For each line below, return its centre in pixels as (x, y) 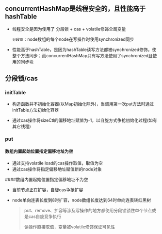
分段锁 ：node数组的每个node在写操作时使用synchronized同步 (73, 39)
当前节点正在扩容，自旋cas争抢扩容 (48, 190)
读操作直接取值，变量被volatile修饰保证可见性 (70, 227)
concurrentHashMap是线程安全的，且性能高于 (75, 9)
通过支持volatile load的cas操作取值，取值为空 (57, 163)
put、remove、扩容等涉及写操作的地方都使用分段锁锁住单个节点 (88, 210)
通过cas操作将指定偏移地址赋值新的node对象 (57, 169)
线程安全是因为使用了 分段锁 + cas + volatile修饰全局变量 (69, 29)
